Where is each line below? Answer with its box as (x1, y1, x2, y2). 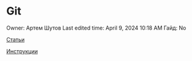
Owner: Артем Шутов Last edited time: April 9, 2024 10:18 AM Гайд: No (6, 24, 187, 31)
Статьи (6, 36, 25, 43)
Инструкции (6, 47, 38, 55)
